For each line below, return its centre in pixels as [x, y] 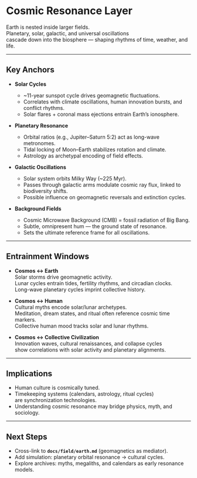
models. [24, 470]
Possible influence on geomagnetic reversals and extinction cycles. [105, 197]
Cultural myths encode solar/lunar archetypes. [71, 307]
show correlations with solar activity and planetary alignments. [90, 350]
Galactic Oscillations [40, 167]
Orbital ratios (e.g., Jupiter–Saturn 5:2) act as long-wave [91, 137]
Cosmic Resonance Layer [69, 11]
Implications [29, 374]
